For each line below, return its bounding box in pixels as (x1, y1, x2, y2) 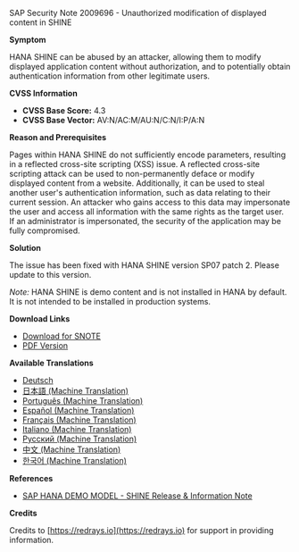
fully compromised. (9, 225, 80, 236)
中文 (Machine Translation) (21, 444, 121, 455)
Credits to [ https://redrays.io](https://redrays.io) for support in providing (9, 525, 274, 535)
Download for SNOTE (21, 330, 101, 341)
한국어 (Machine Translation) (21, 456, 128, 465)
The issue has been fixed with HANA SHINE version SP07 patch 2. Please (9, 260, 279, 271)
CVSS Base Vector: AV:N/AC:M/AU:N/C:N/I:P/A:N (21, 115, 205, 125)
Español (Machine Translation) (21, 406, 135, 415)
